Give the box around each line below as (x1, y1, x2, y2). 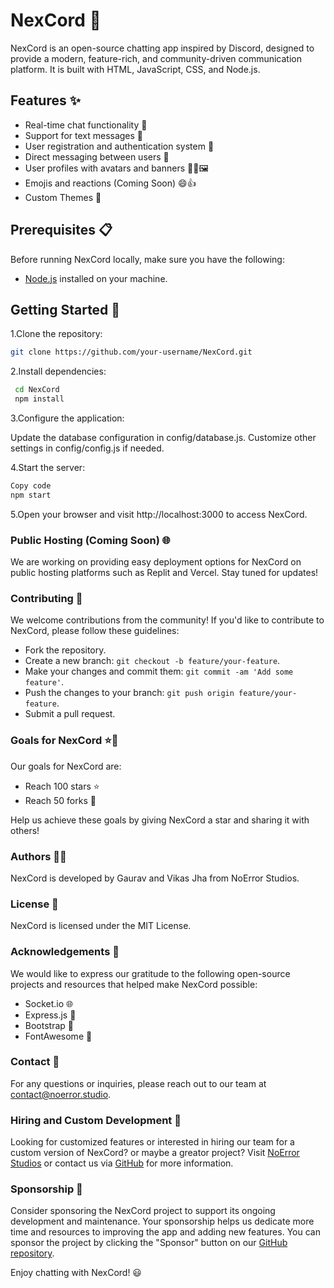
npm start (10, 490, 52, 500)
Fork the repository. (24, 644, 107, 656)
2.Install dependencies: (10, 365, 107, 378)
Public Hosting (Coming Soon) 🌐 (10, 533, 171, 547)
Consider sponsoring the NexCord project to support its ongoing (10, 1205, 276, 1217)
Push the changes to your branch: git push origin (24, 687, 235, 699)
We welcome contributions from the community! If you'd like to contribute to (10, 614, 325, 626)
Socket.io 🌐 (24, 997, 74, 1009)
